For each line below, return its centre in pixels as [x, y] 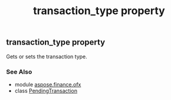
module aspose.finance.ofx [48, 84]
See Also [19, 72]
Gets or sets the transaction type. [47, 56]
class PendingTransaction [46, 91]
